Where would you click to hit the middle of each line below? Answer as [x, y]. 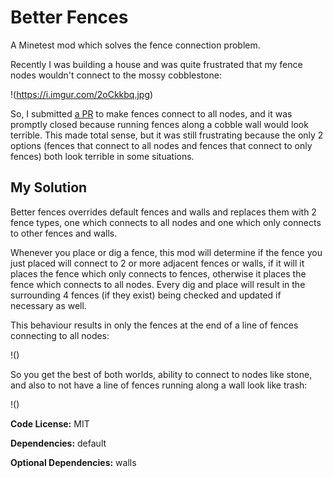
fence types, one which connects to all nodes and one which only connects [166, 222]
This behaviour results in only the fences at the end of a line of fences [154, 325]
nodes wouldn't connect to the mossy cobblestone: [116, 75]
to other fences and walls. [64, 233]
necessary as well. [48, 305]
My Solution [49, 187]
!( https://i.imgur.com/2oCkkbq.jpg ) [82, 94]
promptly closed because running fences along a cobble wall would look [159, 124]
